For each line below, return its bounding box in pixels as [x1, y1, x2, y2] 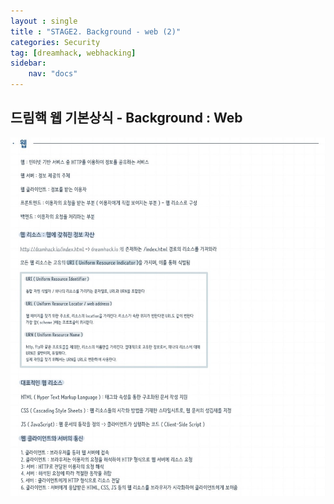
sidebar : [10, 58, 47, 69]
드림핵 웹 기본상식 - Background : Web [10, 110, 243, 127]
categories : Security [10, 37, 101, 47]
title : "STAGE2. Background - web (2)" [10, 26, 182, 37]
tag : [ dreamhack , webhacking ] [10, 48, 137, 58]
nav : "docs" [28, 69, 78, 79]
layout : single [10, 16, 78, 26]
